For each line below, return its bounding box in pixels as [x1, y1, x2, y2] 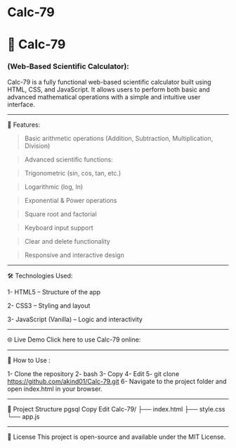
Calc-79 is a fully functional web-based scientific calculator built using [7, 77, 212, 86]
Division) [24, 142, 51, 150]
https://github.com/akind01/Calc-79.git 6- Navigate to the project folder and [7, 377, 227, 385]
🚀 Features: [7, 120, 41, 129]
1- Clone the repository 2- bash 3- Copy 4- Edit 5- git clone [7, 369, 180, 378]
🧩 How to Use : [7, 356, 51, 364]
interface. [7, 100, 35, 108]
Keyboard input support [24, 223, 93, 232]
